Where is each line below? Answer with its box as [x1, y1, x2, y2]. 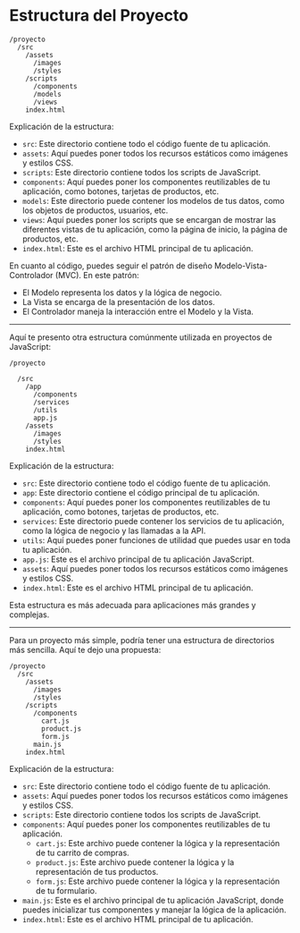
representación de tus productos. [35, 866, 159, 877]
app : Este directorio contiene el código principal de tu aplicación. [21, 487, 261, 497]
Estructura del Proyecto [9, 5, 189, 26]
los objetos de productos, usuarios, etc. [21, 205, 169, 216]
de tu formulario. [35, 885, 97, 895]
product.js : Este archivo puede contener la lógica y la [35, 856, 235, 868]
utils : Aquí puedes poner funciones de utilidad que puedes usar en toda [21, 534, 291, 546]
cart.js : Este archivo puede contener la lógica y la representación [35, 837, 280, 848]
